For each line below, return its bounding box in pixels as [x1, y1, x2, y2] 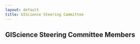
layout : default [5, 7, 39, 12]
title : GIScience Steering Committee [5, 12, 84, 17]
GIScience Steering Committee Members [5, 30, 135, 39]
